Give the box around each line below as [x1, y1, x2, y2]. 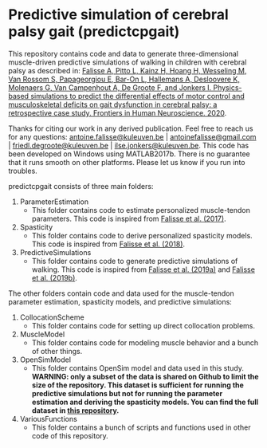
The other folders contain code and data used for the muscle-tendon [8, 289, 234, 298]
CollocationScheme [19, 312, 85, 322]
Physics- [213, 82, 242, 92]
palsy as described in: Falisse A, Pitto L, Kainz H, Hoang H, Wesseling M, [8, 65, 247, 75]
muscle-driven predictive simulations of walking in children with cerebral [8, 57, 247, 67]
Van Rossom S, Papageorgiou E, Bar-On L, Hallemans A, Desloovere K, [8, 74, 241, 84]
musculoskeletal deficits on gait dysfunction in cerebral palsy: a [8, 100, 218, 109]
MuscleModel [19, 329, 65, 339]
